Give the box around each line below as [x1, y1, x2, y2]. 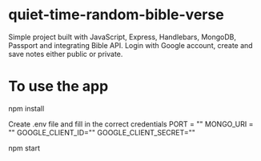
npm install [8, 103, 45, 113]
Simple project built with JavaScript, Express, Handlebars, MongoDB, [8, 32, 237, 42]
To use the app [8, 78, 109, 95]
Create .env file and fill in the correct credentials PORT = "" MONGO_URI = [8, 119, 254, 129]
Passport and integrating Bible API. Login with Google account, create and [8, 40, 254, 50]
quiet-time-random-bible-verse [8, 6, 224, 24]
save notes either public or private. [8, 49, 123, 58]
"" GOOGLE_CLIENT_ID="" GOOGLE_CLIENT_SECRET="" [8, 127, 196, 137]
